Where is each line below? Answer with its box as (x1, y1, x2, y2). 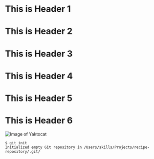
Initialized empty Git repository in (5, 145, 82, 150)
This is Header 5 (5, 93, 72, 103)
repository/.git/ (5, 149, 41, 154)
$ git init (5, 140, 27, 145)
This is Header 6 (5, 115, 73, 126)
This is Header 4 (5, 70, 73, 81)
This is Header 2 (5, 26, 73, 37)
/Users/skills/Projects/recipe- (84, 145, 150, 150)
